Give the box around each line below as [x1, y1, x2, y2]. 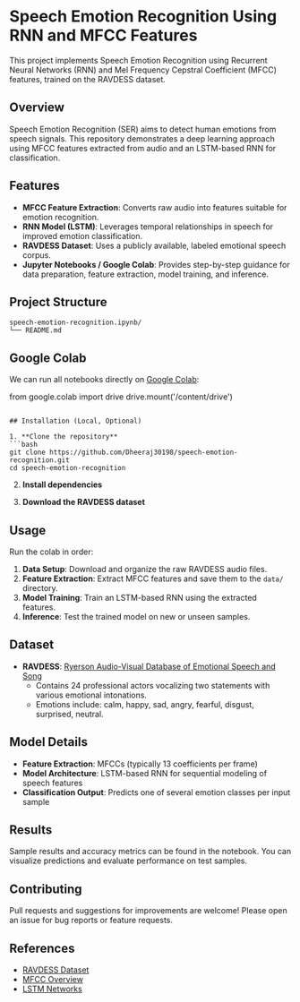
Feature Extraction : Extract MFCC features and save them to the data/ [21, 573, 284, 584]
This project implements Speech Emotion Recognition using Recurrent [9, 55, 268, 65]
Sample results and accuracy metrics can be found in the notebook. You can [9, 846, 292, 857]
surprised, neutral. [35, 708, 105, 719]
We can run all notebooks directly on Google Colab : [9, 374, 200, 385]
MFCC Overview [21, 974, 83, 985]
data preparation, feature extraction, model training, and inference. [21, 269, 269, 279]
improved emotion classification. [21, 230, 143, 241]
